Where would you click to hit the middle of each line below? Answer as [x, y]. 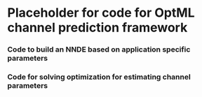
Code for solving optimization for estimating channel [99, 77]
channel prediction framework [97, 28]
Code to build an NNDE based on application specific [99, 50]
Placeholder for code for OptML [101, 13]
